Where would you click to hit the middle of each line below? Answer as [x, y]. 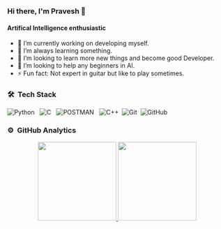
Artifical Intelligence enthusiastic [57, 28]
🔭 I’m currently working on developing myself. [83, 43]
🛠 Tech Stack [32, 95]
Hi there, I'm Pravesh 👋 [46, 11]
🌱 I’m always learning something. [65, 51]
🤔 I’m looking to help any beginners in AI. [76, 66]
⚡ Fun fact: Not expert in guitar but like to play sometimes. [101, 73]
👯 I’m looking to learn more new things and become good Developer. [116, 58]
